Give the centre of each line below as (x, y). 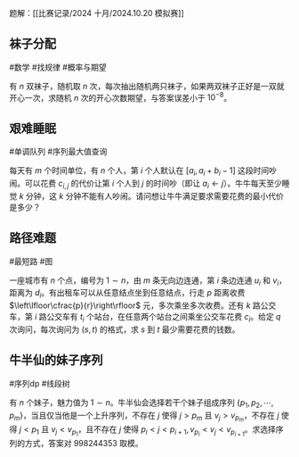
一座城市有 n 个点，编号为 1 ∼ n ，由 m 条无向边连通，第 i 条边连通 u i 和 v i (144, 281)
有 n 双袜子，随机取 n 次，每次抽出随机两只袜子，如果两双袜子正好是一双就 (147, 86)
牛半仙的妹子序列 (56, 360)
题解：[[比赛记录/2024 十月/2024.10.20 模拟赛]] (97, 13)
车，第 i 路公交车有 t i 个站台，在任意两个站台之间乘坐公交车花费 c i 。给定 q (145, 318)
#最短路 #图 (31, 261)
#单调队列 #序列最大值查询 (58, 152)
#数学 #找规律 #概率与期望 (58, 67)
